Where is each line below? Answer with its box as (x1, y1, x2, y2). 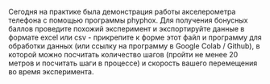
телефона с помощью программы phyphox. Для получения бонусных (8, 15, 248, 25)
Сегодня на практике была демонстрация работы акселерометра (8, 7, 236, 16)
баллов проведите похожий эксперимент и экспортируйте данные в (8, 24, 245, 33)
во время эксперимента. (8, 67, 94, 76)
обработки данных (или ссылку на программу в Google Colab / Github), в (8, 41, 260, 51)
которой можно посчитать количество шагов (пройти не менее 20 (8, 50, 239, 59)
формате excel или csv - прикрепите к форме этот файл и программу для (8, 32, 262, 42)
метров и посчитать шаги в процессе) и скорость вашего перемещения (8, 58, 258, 68)
